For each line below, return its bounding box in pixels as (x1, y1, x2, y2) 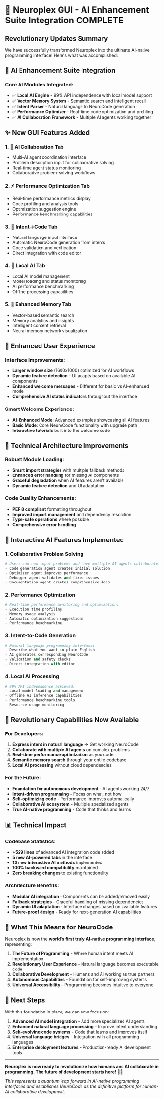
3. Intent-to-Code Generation (5, 632, 76, 639)
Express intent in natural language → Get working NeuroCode (12, 741, 139, 747)
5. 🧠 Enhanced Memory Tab (5, 301, 72, 308)
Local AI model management (12, 273, 70, 279)
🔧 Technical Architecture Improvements (5, 441, 129, 450)
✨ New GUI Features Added (5, 129, 90, 137)
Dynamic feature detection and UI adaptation (12, 483, 105, 489)
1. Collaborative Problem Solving (5, 550, 84, 557)
